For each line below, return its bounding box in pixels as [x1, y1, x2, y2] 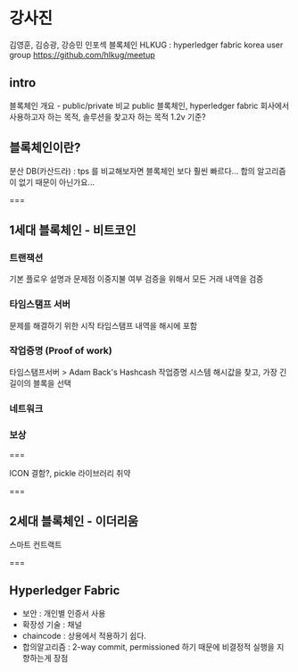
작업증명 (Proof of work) [9, 345, 113, 357]
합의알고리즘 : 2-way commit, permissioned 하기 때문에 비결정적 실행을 [21, 641, 275, 652]
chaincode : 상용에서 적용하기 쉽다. [21, 630, 147, 641]
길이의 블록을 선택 [9, 377, 71, 389]
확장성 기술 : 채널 [21, 618, 82, 630]
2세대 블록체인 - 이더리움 [9, 514, 139, 529]
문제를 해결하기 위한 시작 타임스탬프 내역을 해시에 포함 [9, 320, 198, 331]
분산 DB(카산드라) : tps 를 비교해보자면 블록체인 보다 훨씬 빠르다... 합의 [9, 165, 256, 176]
